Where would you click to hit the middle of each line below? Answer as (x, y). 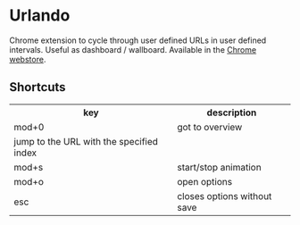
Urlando (40, 16)
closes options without (225, 196)
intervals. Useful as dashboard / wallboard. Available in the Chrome (133, 49)
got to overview (210, 127)
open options (205, 181)
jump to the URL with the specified (86, 141)
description (232, 112)
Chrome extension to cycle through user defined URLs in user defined (138, 40)
